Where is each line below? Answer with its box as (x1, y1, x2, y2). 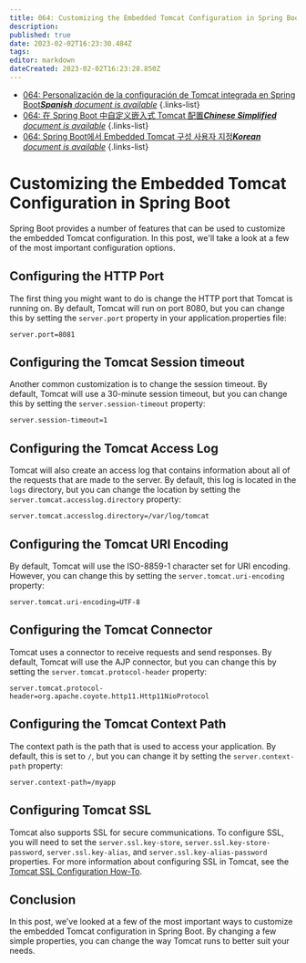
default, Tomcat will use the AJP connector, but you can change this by (9, 656, 277, 667)
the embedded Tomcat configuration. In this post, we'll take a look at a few (9, 232, 290, 243)
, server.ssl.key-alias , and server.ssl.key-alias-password (42, 846, 268, 857)
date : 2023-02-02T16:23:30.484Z (9, 38, 132, 48)
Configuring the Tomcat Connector (9, 623, 213, 638)
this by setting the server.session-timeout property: (9, 398, 206, 409)
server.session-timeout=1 (9, 416, 107, 425)
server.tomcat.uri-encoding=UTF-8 (9, 598, 141, 607)
